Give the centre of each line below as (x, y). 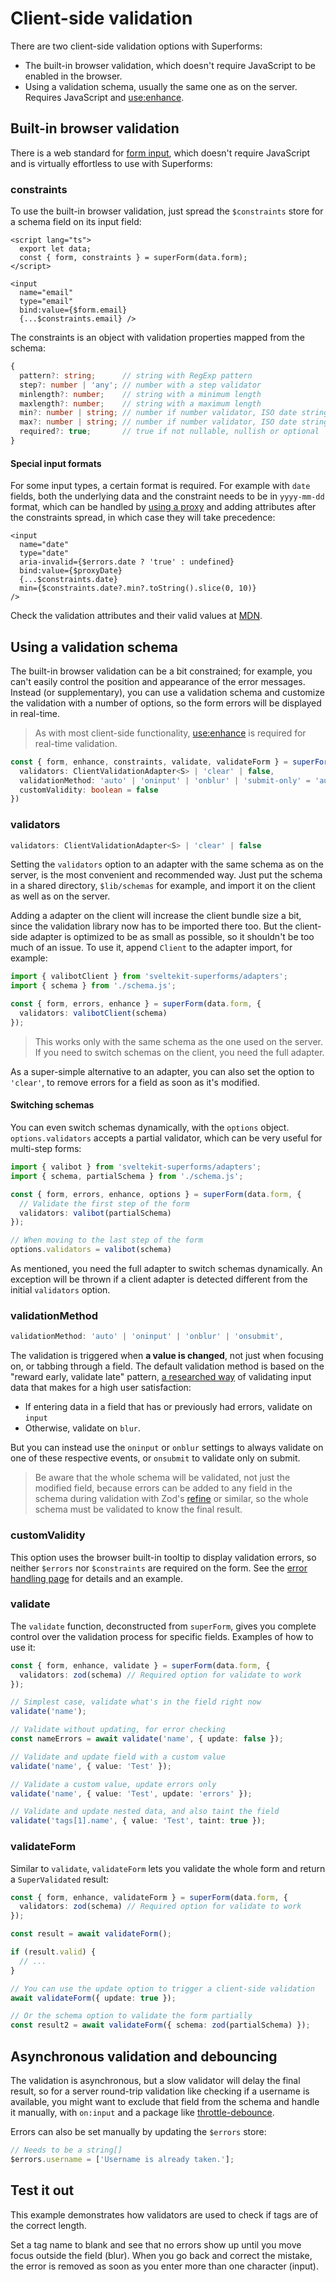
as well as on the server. (60, 896)
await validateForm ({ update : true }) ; (93, 1998)
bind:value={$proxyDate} (71, 571)
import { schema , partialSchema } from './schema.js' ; (127, 1176)
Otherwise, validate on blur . (82, 1428)
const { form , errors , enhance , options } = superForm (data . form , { (156, 1194)
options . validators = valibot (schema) (91, 1250)
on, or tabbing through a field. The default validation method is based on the (167, 1366)
